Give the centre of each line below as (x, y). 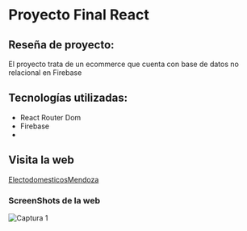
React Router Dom (50, 117)
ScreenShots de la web (54, 200)
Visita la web (41, 160)
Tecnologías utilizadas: (68, 98)
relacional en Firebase (45, 73)
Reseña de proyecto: (61, 45)
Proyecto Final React (79, 15)
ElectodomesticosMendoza (54, 179)
